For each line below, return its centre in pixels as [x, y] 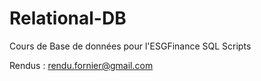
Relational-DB [68, 18]
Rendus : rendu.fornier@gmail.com [81, 65]
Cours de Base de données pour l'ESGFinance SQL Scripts [130, 46]
